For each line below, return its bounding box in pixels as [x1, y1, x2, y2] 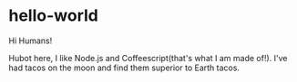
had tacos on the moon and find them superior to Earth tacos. [8, 62, 241, 73]
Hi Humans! [8, 35, 53, 46]
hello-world [8, 5, 99, 26]
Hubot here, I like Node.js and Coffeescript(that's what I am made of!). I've [8, 52, 288, 63]
